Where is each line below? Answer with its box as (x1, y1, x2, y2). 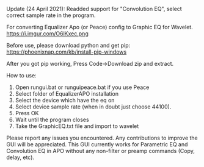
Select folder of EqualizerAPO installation (15, 90, 119, 97)
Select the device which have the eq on (15, 97, 115, 104)
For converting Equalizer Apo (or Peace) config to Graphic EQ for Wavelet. (6, 24, 194, 30)
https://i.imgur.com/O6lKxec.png (6, 30, 89, 37)
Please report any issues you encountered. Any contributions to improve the (6, 134, 199, 141)
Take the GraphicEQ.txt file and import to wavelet (15, 123, 139, 130)
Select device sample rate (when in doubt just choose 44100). (15, 103, 172, 110)
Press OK (15, 110, 39, 116)
